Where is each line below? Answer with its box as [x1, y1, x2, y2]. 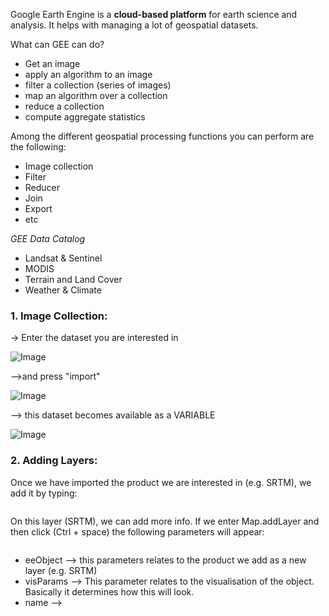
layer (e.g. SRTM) [24, 564, 98, 576]
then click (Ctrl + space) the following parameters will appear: [10, 525, 265, 538]
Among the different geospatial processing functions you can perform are [10, 130, 315, 142]
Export [24, 203, 53, 214]
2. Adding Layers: [10, 454, 98, 468]
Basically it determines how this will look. [24, 585, 195, 598]
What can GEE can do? [10, 39, 105, 50]
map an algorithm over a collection [24, 90, 168, 101]
